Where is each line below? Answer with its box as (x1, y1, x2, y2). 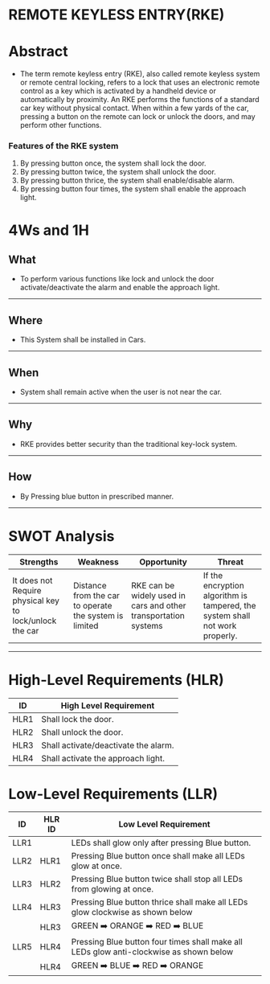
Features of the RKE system (8, 141, 119, 152)
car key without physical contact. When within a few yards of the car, (19, 103, 249, 113)
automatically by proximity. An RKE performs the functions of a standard (19, 95, 260, 105)
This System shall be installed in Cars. (19, 335, 146, 345)
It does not (12, 575, 53, 586)
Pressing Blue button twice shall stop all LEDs (71, 874, 243, 885)
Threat (217, 556, 243, 568)
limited (73, 620, 99, 631)
